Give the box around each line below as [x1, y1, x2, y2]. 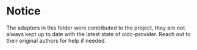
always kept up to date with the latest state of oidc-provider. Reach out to [6, 30, 191, 37]
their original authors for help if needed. [6, 37, 107, 44]
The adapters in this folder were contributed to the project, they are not [6, 24, 185, 31]
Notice [6, 4, 41, 18]
